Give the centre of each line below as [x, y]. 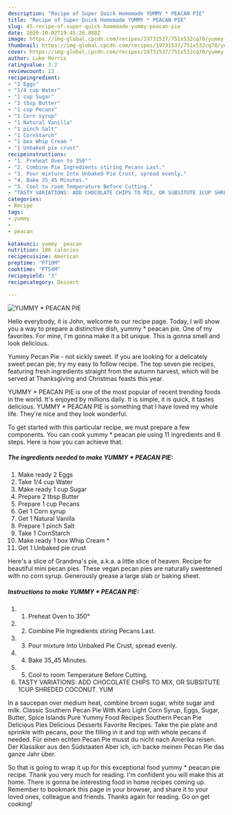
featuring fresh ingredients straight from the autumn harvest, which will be [113, 371]
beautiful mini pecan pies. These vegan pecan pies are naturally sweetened [115, 568]
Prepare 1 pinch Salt [46, 526]
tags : [15, 212]
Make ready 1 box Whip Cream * [63, 541]
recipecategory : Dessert [43, 282]
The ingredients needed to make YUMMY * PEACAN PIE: [91, 457]
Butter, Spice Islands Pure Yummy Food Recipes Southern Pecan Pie [105, 718]
